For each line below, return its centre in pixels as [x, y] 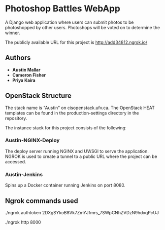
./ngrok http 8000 [23, 222]
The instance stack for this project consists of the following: [66, 128]
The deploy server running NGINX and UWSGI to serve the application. [77, 151]
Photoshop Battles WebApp [63, 9]
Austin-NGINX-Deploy [33, 140]
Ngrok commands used [42, 201]
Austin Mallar [26, 70]
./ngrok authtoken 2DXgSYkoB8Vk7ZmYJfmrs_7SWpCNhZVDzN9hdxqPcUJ [82, 212]
